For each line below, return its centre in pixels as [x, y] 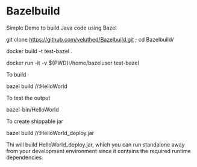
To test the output [28, 98]
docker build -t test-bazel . [39, 51]
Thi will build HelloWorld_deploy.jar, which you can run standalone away [95, 144]
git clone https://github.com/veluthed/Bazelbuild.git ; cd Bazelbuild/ [90, 39]
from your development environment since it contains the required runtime [99, 151]
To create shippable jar [35, 121]
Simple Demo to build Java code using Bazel [61, 28]
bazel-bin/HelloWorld [33, 109]
